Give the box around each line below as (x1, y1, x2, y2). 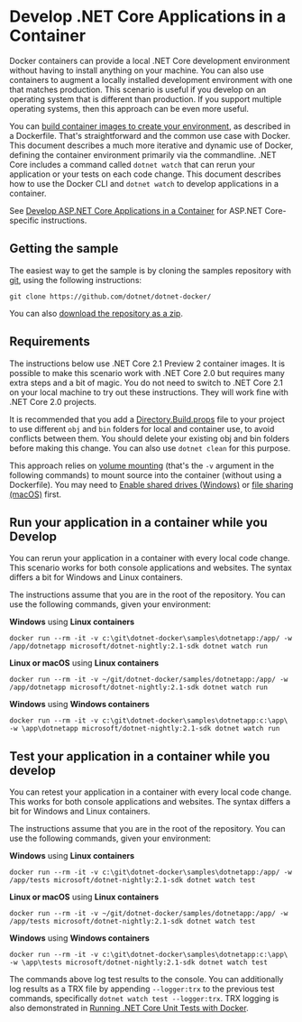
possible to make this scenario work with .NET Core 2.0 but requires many (9, 367, 286, 378)
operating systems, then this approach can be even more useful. (9, 103, 250, 114)
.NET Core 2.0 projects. (9, 396, 97, 407)
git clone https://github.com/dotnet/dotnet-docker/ (9, 291, 212, 301)
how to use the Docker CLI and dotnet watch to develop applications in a (9, 178, 279, 189)
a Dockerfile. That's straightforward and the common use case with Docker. (9, 130, 291, 141)
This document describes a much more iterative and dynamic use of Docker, (9, 140, 294, 151)
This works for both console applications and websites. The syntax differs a (9, 796, 291, 807)
